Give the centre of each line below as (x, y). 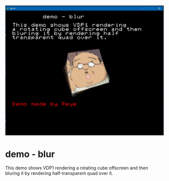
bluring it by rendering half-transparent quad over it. (59, 173)
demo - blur (30, 154)
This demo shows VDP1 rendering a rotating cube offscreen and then (77, 168)
